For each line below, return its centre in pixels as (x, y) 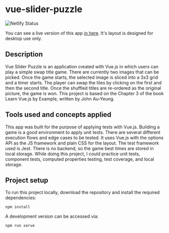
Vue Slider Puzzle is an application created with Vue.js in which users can (82, 66)
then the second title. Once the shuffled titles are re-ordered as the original (83, 88)
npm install (18, 207)
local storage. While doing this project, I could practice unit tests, (73, 154)
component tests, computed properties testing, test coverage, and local (80, 159)
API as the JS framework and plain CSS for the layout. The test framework (82, 143)
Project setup (27, 180)
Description (24, 54)
